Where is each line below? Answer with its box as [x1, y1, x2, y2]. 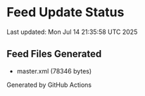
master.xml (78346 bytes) [16, 66, 92, 75]
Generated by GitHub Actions [6, 80, 92, 89]
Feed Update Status [6, 4, 125, 20]
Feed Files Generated [6, 48, 102, 60]
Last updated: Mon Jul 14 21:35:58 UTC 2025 [6, 28, 138, 36]
